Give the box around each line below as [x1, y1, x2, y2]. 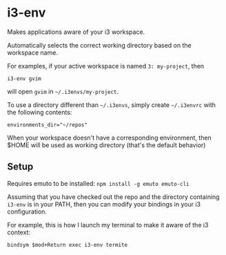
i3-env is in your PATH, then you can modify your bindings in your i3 [7, 200, 201, 208]
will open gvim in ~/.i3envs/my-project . [7, 87, 119, 95]
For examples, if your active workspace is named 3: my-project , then [7, 62, 205, 70]
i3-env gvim [7, 75, 41, 82]
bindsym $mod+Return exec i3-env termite [7, 241, 128, 248]
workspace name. [7, 48, 59, 57]
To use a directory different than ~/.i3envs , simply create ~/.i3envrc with [7, 100, 216, 108]
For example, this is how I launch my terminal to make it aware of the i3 [7, 220, 209, 229]
